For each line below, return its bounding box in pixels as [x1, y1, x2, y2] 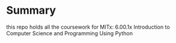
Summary [6, 4, 56, 17]
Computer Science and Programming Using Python [6, 29, 133, 36]
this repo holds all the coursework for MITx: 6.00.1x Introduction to [6, 23, 170, 30]
